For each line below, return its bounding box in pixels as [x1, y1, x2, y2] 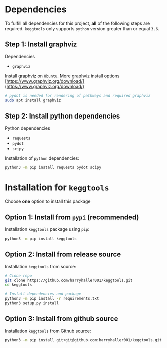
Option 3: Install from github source [5, 315, 118, 323]
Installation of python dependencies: [5, 155, 80, 161]
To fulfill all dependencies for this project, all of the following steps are [5, 20, 150, 26]
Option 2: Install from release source [5, 250, 121, 259]
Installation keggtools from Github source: [5, 328, 91, 334]
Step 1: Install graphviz [5, 40, 77, 49]
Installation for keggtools [5, 182, 109, 193]
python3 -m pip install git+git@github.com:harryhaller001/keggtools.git [5, 337, 162, 342]
